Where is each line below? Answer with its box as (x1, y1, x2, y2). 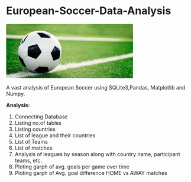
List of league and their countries (14, 131, 96, 139)
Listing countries (14, 125, 56, 133)
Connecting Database (14, 113, 68, 120)
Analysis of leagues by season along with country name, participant (14, 150, 180, 157)
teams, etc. (14, 157, 43, 164)
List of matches (14, 144, 53, 151)
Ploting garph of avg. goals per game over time (14, 163, 130, 170)
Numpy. (6, 90, 25, 97)
